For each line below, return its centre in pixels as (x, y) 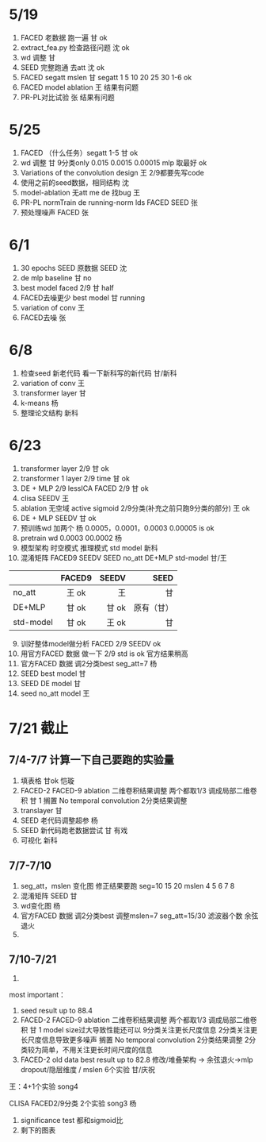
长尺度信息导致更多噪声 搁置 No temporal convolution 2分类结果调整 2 (135, 1040)
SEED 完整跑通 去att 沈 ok (63, 67)
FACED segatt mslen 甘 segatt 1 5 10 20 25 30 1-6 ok (106, 77)
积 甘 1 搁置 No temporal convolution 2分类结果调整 (104, 801)
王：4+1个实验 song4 (44, 1086)
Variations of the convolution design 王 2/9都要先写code (112, 172)
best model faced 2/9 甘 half (67, 287)
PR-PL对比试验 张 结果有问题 (67, 97)
